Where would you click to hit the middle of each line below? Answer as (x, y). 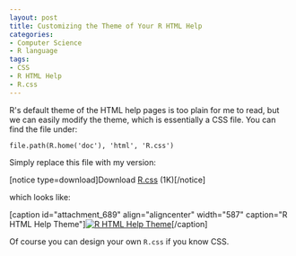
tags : (19, 59)
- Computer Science (46, 43)
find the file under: (44, 129)
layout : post (34, 18)
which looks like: (40, 197)
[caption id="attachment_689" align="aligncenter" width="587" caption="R (148, 214)
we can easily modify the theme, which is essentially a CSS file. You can (143, 119)
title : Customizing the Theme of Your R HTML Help (106, 26)
